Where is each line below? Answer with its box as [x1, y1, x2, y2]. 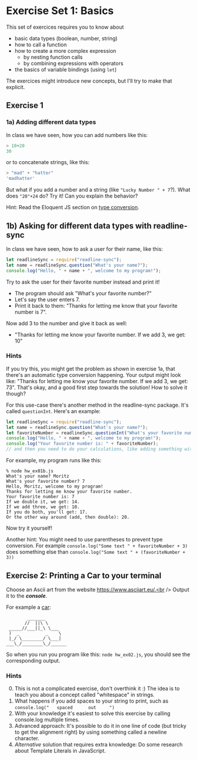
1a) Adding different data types [6, 118, 97, 127]
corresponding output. [6, 657, 60, 664]
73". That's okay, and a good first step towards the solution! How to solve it [6, 384, 188, 391]
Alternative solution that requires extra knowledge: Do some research [14, 741, 183, 748]
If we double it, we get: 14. [6, 499, 80, 505]
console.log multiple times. [14, 716, 80, 723]
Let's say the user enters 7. [14, 296, 80, 303]
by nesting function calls [23, 53, 83, 60]
